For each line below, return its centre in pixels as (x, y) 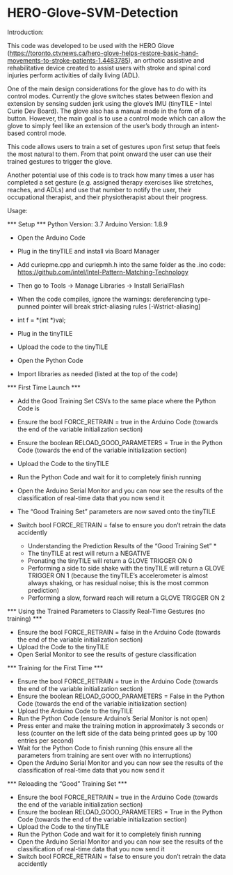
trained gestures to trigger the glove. (60, 161)
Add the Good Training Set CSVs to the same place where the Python (116, 401)
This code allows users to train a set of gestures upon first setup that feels (114, 146)
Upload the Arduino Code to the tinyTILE (75, 711)
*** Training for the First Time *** (55, 667)
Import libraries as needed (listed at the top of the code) (98, 373)
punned (28, 306)
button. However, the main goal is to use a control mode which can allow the (116, 118)
